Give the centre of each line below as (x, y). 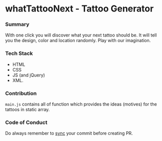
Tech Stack (19, 53)
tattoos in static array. (27, 109)
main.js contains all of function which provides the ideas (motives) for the (81, 104)
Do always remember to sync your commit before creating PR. (69, 133)
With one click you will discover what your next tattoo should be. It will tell (81, 35)
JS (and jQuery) (29, 75)
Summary (17, 24)
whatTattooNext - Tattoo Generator (80, 9)
